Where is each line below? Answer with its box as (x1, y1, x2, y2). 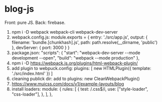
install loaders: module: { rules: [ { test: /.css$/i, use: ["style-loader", (11, 86, 148, 92)
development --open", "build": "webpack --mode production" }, (11, 55, 140, 61)
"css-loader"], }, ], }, (11, 91, 53, 97)
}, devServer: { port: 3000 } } (11, 44, 70, 50)
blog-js (4, 3, 35, 15)
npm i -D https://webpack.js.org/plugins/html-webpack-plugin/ (11, 60, 138, 66)
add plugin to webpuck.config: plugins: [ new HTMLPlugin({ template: (11, 65, 151, 71)
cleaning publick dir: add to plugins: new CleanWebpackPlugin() (11, 76, 140, 82)
